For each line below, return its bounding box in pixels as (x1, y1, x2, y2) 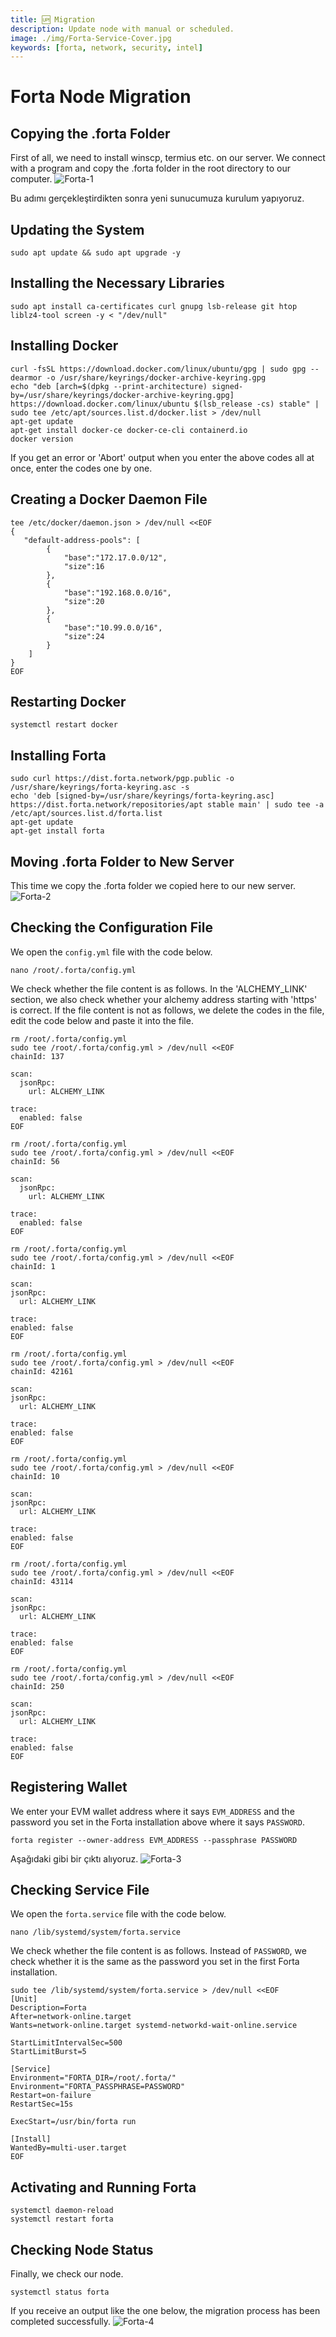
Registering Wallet (10, 1779, 128, 1796)
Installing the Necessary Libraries (10, 275, 225, 292)
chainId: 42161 (10, 1366, 74, 1376)
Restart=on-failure (10, 2091, 92, 2101)
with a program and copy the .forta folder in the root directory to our (10, 162, 292, 175)
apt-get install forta (10, 826, 105, 836)
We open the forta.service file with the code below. (10, 1908, 227, 1920)
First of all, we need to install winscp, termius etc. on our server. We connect (10, 152, 326, 164)
